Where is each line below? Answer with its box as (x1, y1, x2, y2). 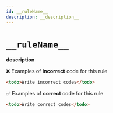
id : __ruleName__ (6, 8, 48, 15)
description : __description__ (6, 14, 80, 20)
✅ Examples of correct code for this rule (6, 90, 104, 97)
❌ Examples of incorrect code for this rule (6, 68, 108, 75)
